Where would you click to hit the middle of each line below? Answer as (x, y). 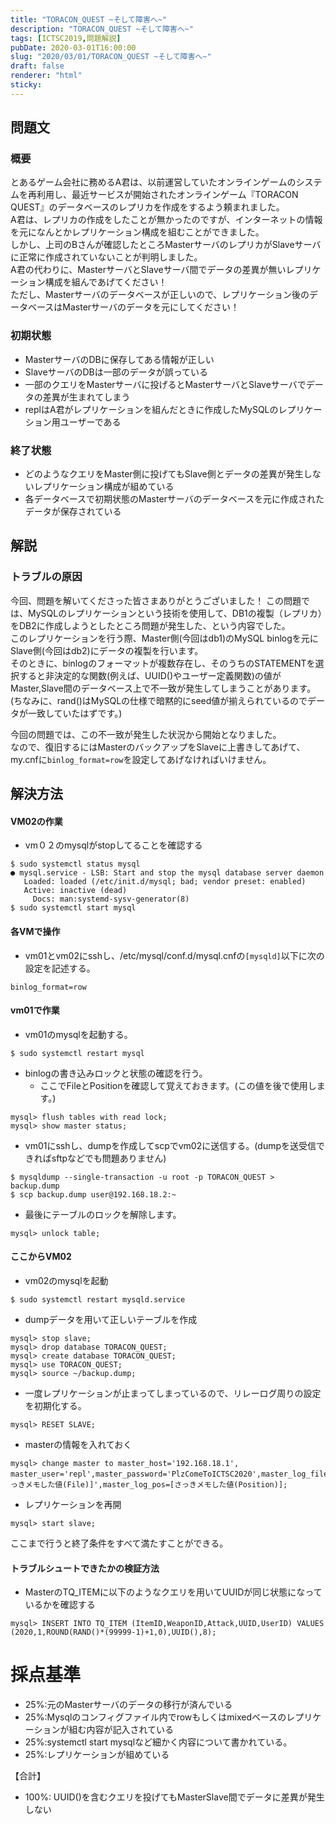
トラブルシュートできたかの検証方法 (85, 1568)
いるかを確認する (60, 1605)
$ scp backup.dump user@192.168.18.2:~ (93, 1194)
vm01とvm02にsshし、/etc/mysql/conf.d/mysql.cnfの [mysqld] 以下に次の (174, 955)
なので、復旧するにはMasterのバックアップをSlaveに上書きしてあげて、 (158, 747)
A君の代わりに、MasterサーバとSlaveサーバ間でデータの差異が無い (148, 270)
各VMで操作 (35, 931)
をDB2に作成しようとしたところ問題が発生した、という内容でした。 (150, 625)
